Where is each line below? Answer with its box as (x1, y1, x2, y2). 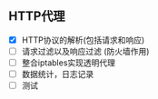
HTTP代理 (8, 8, 65, 25)
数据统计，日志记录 (21, 69, 94, 79)
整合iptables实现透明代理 (21, 57, 115, 68)
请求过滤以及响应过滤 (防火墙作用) (21, 45, 150, 56)
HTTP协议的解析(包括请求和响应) (21, 35, 145, 45)
